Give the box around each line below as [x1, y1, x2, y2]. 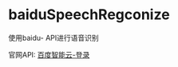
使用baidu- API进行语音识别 [8, 33, 99, 42]
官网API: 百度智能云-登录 [8, 49, 90, 59]
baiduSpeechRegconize [8, 6, 170, 24]
